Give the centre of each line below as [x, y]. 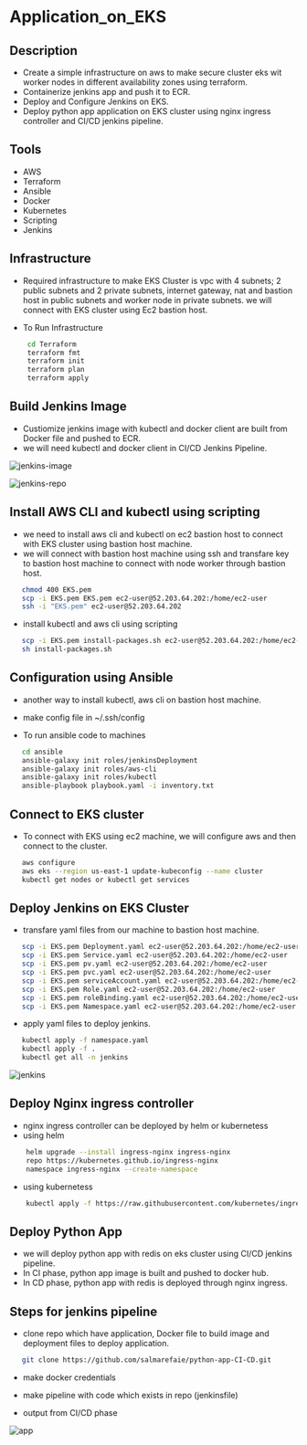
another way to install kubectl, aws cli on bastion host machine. [142, 700]
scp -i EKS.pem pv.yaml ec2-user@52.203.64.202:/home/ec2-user [144, 964]
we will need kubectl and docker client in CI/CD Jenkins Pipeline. [145, 448]
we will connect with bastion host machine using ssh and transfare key [156, 554]
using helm [43, 1135]
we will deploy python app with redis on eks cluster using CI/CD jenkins [157, 1254]
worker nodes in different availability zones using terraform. [135, 82]
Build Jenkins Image [69, 407]
